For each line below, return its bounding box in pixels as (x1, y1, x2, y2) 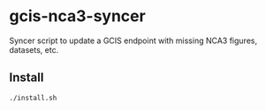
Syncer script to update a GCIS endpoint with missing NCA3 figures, (9, 35, 258, 46)
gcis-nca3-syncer (9, 6, 146, 26)
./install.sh (9, 93, 57, 102)
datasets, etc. (9, 44, 59, 55)
